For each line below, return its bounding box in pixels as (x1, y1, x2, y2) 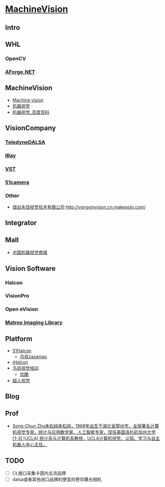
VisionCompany (5, 124, 56, 132)
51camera (5, 179, 30, 186)
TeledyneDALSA (5, 138, 46, 145)
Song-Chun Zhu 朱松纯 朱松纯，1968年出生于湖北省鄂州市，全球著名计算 (12, 423, 160, 429)
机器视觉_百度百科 (12, 109, 50, 115)
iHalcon (12, 359, 28, 365)
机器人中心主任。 (12, 442, 48, 448)
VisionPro (5, 292, 30, 299)
